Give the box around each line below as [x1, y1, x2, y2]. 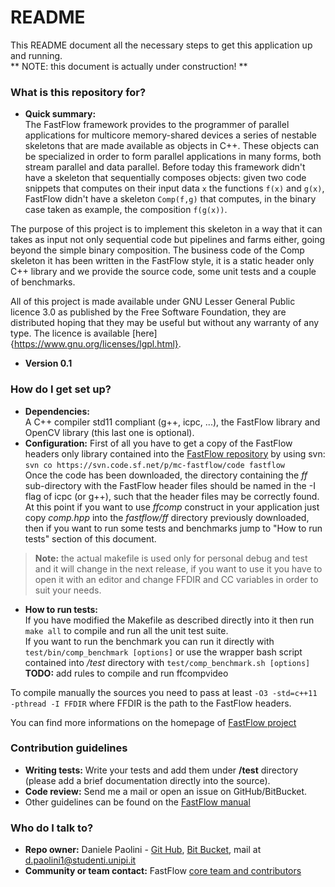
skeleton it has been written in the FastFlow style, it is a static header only [10, 255, 315, 267]
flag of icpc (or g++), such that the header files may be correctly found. [24, 490, 320, 502]
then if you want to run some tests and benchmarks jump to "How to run [24, 522, 323, 534]
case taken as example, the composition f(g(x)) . [24, 204, 228, 216]
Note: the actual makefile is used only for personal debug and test [34, 552, 308, 564]
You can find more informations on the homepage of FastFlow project [10, 716, 297, 728]
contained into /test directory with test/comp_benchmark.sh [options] [24, 656, 311, 668]
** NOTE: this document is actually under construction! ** [10, 60, 248, 72]
